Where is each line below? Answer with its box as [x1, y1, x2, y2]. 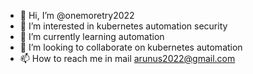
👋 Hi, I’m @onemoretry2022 [19, 10, 135, 21]
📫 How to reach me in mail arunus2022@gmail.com [19, 53, 236, 64]
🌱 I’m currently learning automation [19, 31, 165, 42]
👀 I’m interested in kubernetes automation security [19, 20, 228, 32]
